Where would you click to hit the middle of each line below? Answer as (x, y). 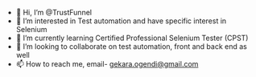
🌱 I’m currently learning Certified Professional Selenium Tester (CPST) (132, 38)
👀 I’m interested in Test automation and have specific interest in (121, 21)
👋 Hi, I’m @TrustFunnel (54, 12)
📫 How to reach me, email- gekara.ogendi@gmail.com (107, 64)
